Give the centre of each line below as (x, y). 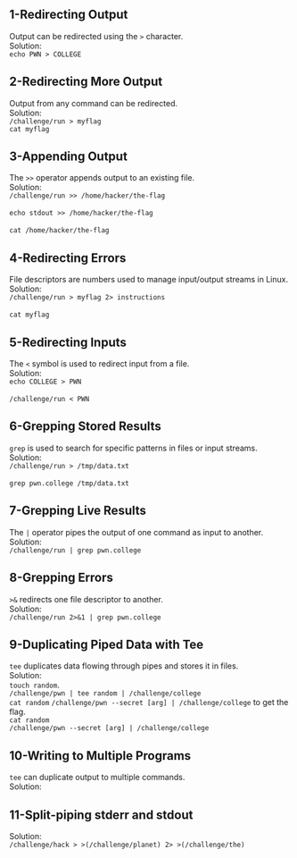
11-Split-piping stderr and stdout (101, 815)
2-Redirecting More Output (86, 82)
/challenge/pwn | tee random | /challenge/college (105, 694)
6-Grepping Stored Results (86, 427)
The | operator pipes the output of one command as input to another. (136, 532)
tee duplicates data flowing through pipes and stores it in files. (124, 666)
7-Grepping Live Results (78, 511)
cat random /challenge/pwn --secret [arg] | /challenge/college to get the (149, 702)
